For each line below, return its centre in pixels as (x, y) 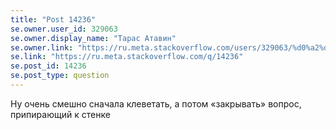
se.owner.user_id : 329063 (64, 29)
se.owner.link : (42, 47)
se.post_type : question (60, 76)
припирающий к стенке (60, 114)
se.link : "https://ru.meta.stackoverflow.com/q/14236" (127, 57)
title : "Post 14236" (53, 19)
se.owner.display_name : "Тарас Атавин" (93, 38)
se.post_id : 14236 (48, 66)
